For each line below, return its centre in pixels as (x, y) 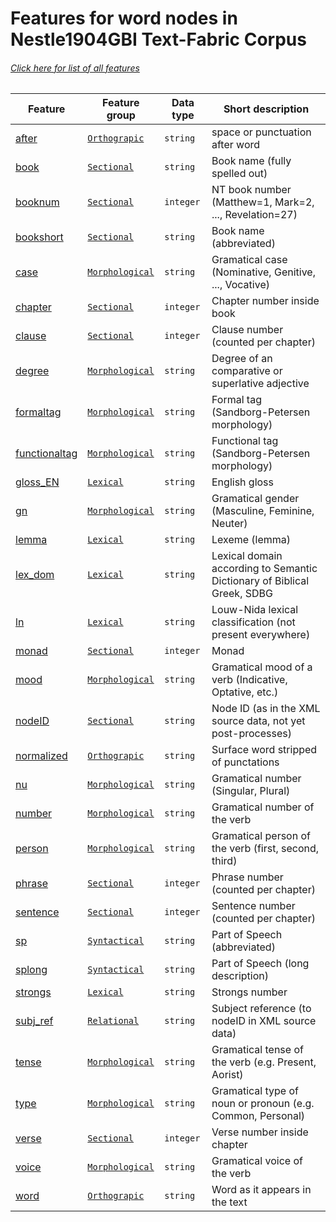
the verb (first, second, (265, 849)
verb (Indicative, (249, 680)
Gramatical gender (255, 499)
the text (229, 1202)
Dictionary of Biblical (260, 581)
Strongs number (249, 992)
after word (236, 145)
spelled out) (239, 174)
